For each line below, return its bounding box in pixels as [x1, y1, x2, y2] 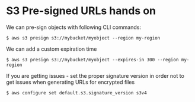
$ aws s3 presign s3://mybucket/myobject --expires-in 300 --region [6, 57, 179, 62]
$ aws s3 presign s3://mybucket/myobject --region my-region [6, 35, 161, 41]
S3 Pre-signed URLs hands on [6, 4, 156, 18]
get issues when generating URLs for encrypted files [6, 78, 135, 85]
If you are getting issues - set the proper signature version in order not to [6, 72, 185, 79]
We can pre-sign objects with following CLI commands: [6, 24, 141, 31]
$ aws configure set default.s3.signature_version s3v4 [6, 90, 147, 96]
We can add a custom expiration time [6, 45, 97, 52]
